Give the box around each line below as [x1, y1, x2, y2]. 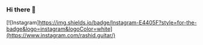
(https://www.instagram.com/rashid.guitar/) [6, 32, 116, 39]
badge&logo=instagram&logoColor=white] [6, 25, 113, 32]
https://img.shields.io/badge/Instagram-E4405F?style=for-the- [38, 19, 197, 26]
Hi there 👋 [6, 5, 37, 14]
